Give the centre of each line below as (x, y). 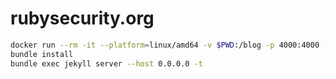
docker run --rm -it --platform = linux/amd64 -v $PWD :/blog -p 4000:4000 (165, 45)
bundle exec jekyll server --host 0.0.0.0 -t (106, 63)
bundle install (42, 54)
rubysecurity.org (82, 18)
